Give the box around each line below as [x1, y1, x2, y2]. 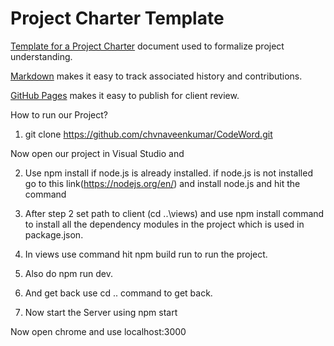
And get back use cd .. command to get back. [24, 287, 213, 299]
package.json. [24, 228, 84, 241]
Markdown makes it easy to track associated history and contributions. [10, 70, 303, 82]
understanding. [10, 50, 73, 62]
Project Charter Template [10, 7, 225, 30]
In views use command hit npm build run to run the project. [24, 248, 268, 260]
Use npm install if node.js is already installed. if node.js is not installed [24, 167, 313, 179]
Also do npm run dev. [24, 267, 114, 279]
